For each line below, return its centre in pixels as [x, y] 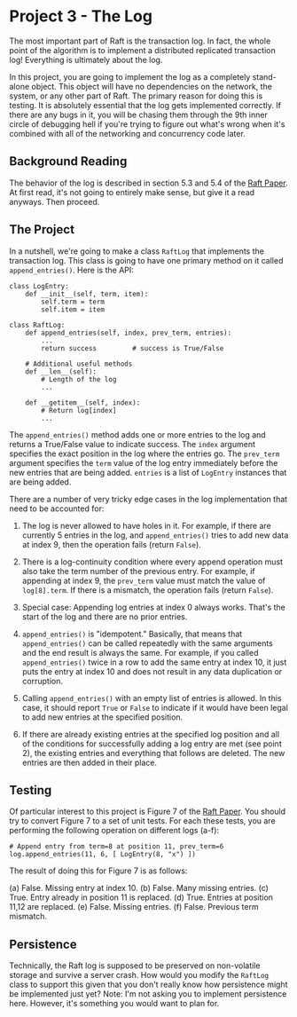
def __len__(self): [61, 371]
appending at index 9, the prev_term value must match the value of [144, 580]
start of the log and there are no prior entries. [105, 616]
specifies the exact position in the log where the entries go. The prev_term [145, 453]
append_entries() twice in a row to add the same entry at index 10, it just [154, 662]
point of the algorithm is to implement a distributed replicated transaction [143, 50]
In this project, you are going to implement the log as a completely [130, 76]
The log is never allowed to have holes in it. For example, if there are [147, 525]
